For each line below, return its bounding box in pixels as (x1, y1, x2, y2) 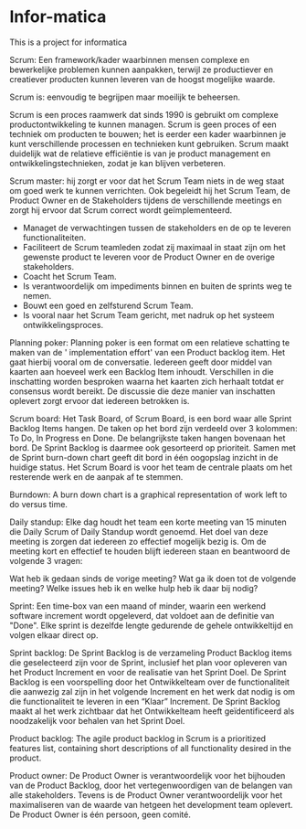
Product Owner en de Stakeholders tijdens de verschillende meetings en (9, 195, 282, 206)
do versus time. (9, 498, 69, 509)
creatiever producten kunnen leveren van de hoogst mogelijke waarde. (9, 73, 276, 84)
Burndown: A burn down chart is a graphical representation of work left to (9, 489, 288, 500)
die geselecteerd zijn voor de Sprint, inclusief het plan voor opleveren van (9, 656, 288, 668)
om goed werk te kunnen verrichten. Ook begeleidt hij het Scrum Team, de (9, 185, 290, 196)
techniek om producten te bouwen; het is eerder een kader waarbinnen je (9, 128, 287, 139)
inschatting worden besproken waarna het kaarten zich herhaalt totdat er (9, 376, 285, 387)
